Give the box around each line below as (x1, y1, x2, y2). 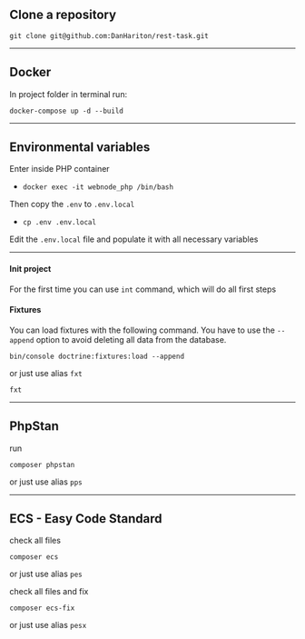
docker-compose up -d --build (9, 106, 124, 115)
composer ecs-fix (9, 604, 75, 613)
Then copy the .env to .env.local (9, 199, 135, 210)
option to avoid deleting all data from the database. (35, 334, 227, 344)
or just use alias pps (9, 476, 84, 487)
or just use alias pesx (9, 620, 87, 631)
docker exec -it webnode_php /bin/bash (22, 183, 174, 192)
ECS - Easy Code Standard (9, 511, 162, 526)
